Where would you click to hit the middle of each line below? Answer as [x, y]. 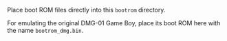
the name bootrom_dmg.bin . [45, 30]
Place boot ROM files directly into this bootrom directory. [86, 10]
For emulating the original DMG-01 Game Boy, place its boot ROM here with [114, 23]
